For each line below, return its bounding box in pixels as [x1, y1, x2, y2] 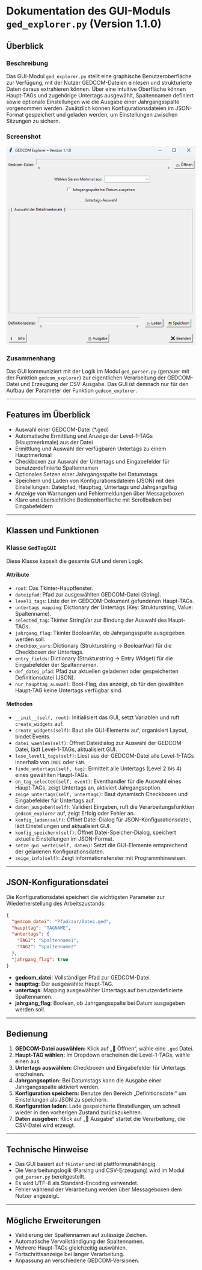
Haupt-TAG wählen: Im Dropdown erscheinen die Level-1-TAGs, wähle [14, 1051, 191, 1058]
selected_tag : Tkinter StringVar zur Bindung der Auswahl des [14, 616, 167, 624]
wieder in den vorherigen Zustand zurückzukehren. [14, 1108, 142, 1116]
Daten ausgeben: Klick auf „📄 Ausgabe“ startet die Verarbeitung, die [14, 1115, 185, 1122]
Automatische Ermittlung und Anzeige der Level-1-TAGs [14, 432, 153, 440]
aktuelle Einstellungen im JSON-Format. [14, 835, 114, 842]
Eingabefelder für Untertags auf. [14, 797, 95, 804]
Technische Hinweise [6, 1144, 89, 1155]
